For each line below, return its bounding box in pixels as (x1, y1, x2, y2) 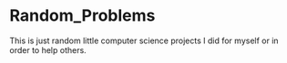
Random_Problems (9, 5, 156, 26)
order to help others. (9, 44, 87, 55)
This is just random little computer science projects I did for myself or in (9, 35, 280, 46)
